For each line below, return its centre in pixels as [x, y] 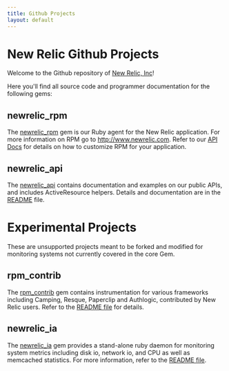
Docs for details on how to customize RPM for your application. [97, 147]
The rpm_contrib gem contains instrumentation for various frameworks [108, 292]
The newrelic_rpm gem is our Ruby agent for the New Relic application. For [114, 132]
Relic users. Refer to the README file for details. [76, 307]
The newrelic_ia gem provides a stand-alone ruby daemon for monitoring [111, 345]
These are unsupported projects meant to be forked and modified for [105, 247]
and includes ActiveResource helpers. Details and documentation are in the [114, 192]
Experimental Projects [72, 228]
